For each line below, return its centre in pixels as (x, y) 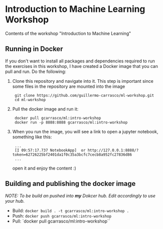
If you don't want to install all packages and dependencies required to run (80, 61)
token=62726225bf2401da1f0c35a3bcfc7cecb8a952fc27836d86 (72, 155)
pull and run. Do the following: (36, 71)
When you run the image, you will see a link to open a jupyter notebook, (85, 131)
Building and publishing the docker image (70, 184)
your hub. (15, 201)
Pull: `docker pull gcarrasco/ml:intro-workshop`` (61, 221)
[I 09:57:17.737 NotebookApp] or (50, 150)
